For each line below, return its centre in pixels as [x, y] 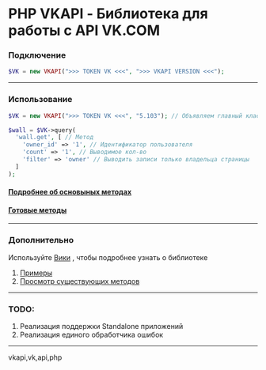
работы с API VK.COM [84, 30]
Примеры [36, 273]
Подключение [37, 55]
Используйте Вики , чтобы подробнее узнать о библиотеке [108, 257]
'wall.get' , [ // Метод [54, 138]
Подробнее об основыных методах [70, 192]
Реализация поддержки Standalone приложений [101, 327]
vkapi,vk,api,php [35, 357]
